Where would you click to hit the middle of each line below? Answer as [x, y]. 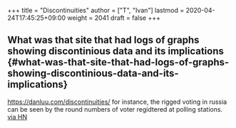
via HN [17, 117]
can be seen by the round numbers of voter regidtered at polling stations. [115, 109]
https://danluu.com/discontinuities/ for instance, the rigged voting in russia [117, 102]
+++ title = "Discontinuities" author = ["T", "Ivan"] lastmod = [96, 10]
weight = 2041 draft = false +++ [114, 18]
